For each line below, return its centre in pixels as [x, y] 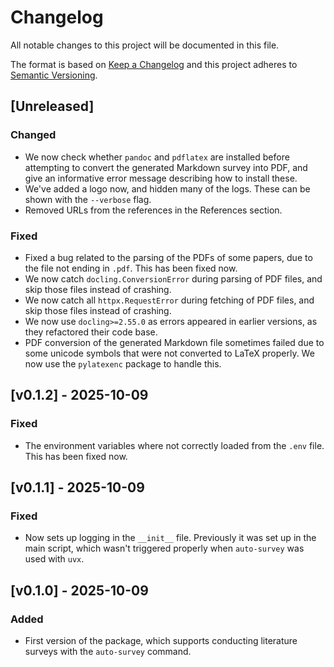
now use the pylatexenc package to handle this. [123, 363]
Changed [33, 135]
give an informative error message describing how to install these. [161, 178]
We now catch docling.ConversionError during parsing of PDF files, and [173, 278]
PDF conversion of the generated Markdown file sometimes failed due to [174, 342]
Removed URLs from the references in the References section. [153, 210]
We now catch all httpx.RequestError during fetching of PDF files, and [169, 300]
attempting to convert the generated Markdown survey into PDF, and [166, 167]
